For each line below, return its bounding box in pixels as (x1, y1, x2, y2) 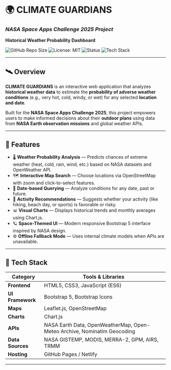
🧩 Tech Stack (5, 258, 48, 267)
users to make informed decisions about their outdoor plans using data (5, 115, 155, 121)
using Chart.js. (12, 215, 43, 221)
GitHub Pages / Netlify (44, 351, 98, 358)
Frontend (8, 282, 31, 289)
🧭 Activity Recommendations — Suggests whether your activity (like (12, 196, 158, 202)
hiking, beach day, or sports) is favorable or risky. (12, 202, 117, 208)
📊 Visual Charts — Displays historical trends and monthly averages (12, 207, 156, 213)
